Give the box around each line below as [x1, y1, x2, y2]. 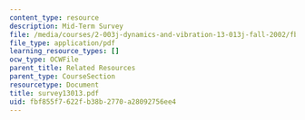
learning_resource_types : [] [9, 47, 120, 56]
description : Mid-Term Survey [9, 22, 124, 31]
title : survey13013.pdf [9, 88, 100, 97]
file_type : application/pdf [9, 38, 116, 48]
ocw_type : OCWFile [9, 55, 79, 64]
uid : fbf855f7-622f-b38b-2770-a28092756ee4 [9, 97, 177, 106]
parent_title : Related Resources [9, 64, 136, 73]
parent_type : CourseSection [9, 72, 116, 81]
